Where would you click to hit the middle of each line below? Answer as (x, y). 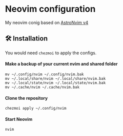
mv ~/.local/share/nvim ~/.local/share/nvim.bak (55, 79)
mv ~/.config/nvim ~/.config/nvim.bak (44, 74)
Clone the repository (26, 98)
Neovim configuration (51, 9)
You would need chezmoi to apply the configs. (51, 53)
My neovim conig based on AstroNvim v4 (47, 23)
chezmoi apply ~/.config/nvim (36, 109)
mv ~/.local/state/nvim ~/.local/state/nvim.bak (55, 83)
